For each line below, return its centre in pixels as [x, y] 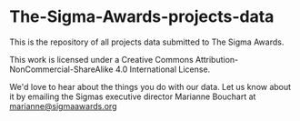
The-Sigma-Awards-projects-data [142, 17]
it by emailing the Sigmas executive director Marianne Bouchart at [133, 96]
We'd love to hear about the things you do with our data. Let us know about [150, 86]
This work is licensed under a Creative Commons [101, 59]
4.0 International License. [163, 69]
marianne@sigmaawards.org [63, 106]
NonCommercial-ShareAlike [61, 69]
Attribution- [217, 59]
